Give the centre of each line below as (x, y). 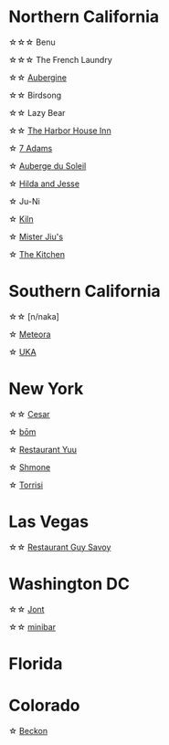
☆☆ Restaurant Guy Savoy (60, 547)
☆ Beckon (28, 730)
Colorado (44, 706)
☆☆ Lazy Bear (37, 112)
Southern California (84, 292)
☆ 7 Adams (31, 148)
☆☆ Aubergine (38, 77)
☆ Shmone (30, 467)
